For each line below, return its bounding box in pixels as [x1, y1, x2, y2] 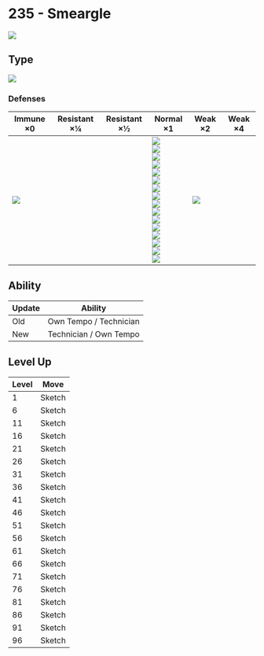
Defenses [8, 93, 46, 104]
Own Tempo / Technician [47, 315, 140, 326]
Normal [154, 113, 183, 124]
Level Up [8, 356, 52, 369]
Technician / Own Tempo [47, 328, 140, 339]
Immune [14, 113, 46, 124]
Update [12, 302, 41, 313]
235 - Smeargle [8, 5, 112, 23]
